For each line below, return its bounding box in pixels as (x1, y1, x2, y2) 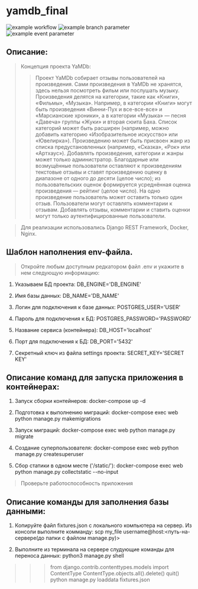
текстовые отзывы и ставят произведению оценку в (35, 168, 167, 175)
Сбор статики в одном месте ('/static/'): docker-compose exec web (14, 462, 183, 469)
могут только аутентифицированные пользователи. (35, 212, 166, 219)
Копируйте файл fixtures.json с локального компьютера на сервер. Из (14, 522, 192, 529)
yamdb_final (6, 4, 69, 18)
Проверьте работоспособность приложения (20, 480, 133, 487)
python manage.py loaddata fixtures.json (50, 576, 151, 583)
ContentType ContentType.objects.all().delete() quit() (50, 570, 179, 577)
